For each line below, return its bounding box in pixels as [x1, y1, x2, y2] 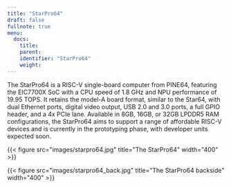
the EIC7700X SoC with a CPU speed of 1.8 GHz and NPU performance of [7, 88, 217, 96]
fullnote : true [7, 23, 51, 30]
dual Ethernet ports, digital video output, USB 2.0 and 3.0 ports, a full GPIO [7, 102, 220, 111]
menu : [7, 29, 23, 37]
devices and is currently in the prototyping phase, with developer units [7, 124, 209, 133]
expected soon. [7, 132, 52, 140]
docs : [13, 36, 30, 43]
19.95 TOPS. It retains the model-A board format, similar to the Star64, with [7, 95, 221, 104]
